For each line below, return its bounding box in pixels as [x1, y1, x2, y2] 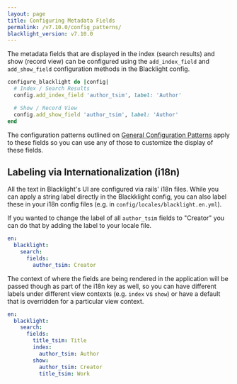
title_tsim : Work [38, 370, 91, 377]
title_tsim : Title [33, 337, 87, 344]
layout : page [7, 10, 46, 18]
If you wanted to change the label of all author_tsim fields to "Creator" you [7, 214, 225, 222]
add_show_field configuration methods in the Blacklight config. [7, 65, 190, 73]
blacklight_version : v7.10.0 [7, 30, 93, 38]
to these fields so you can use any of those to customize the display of [7, 138, 214, 146]
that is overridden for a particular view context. [7, 297, 144, 305]
